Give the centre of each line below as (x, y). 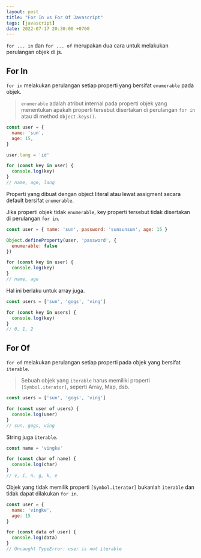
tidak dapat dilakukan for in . (42, 493)
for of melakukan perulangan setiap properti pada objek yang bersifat (94, 363)
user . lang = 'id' (28, 155)
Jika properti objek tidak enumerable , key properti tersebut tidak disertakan (98, 212)
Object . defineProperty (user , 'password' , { (61, 240)
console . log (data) (35, 538)
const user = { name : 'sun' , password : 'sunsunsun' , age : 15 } (87, 229)
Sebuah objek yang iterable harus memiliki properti (85, 381)
